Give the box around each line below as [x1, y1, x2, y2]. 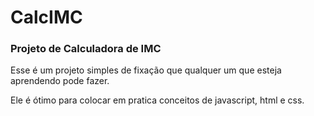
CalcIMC [10, 6, 83, 29]
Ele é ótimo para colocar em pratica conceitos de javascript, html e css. [10, 94, 305, 106]
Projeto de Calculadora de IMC [10, 42, 162, 56]
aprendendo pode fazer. [10, 75, 110, 87]
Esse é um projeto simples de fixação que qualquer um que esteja [10, 64, 282, 76]
